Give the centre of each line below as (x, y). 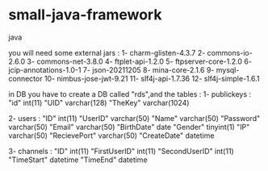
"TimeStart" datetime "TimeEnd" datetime (78, 160)
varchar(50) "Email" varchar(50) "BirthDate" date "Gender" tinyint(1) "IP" (129, 127)
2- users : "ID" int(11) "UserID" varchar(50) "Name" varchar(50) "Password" (134, 118)
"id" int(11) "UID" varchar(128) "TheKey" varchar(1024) (99, 102)
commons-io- (230, 52)
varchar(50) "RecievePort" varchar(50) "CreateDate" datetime (111, 136)
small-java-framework (85, 15)
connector (25, 78)
